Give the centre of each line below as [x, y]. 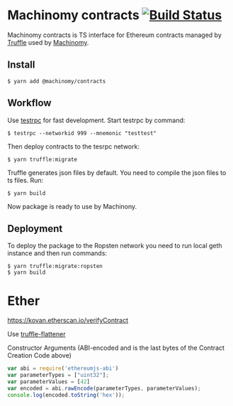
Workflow [29, 103]
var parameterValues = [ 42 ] [49, 382]
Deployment [35, 229]
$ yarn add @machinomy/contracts [57, 81]
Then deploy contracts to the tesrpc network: [74, 146]
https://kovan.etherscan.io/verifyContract [68, 321]
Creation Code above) [40, 356]
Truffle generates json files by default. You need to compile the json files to [117, 172]
